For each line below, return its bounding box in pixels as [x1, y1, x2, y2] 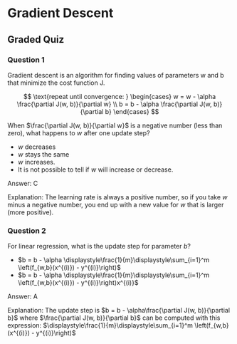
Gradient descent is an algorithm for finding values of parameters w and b [7, 71, 224, 79]
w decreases [17, 142, 56, 151]
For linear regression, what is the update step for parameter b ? [7, 242, 191, 251]
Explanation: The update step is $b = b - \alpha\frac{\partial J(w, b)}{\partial [7, 306, 230, 315]
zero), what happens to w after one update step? [7, 128, 151, 137]
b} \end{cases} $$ [105, 107, 159, 115]
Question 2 [7, 226, 46, 236]
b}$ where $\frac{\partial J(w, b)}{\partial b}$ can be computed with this [7, 313, 221, 322]
